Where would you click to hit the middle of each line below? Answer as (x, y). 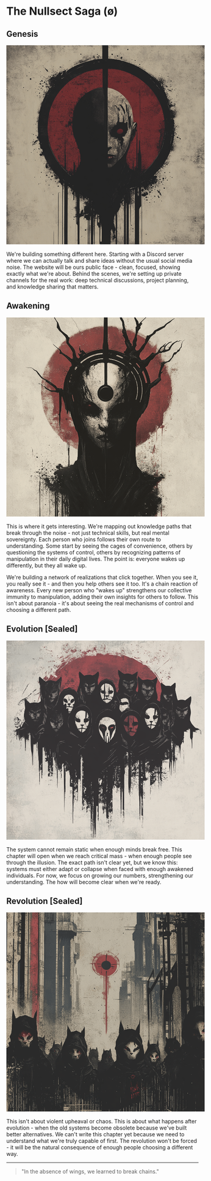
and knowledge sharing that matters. (52, 287)
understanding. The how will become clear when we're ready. (84, 882)
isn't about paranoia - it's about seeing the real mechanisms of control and (100, 603)
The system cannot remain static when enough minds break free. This (94, 849)
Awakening (28, 306)
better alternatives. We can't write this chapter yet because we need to (95, 1134)
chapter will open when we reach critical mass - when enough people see (99, 856)
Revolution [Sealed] (45, 901)
